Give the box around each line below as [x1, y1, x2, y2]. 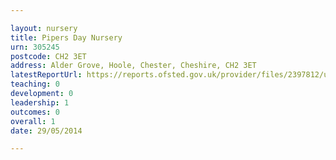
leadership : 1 [10, 97, 70, 108]
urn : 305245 [10, 42, 60, 52]
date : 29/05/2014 [10, 126, 83, 136]
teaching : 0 [10, 79, 60, 90]
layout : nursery [10, 23, 78, 33]
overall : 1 [10, 116, 56, 126]
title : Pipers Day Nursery [10, 32, 123, 43]
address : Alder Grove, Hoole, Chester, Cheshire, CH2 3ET [10, 61, 257, 71]
